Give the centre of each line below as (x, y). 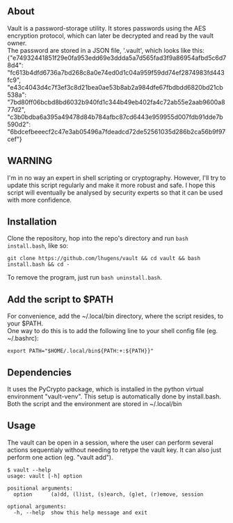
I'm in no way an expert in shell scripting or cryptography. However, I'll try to (116, 177)
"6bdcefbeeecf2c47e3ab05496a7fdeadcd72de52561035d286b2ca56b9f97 (116, 131)
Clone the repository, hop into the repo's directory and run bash (98, 239)
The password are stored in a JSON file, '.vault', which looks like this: (106, 50)
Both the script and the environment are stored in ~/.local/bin (95, 404)
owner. (17, 43)
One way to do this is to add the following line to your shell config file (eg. (112, 331)
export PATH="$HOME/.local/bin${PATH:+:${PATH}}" (81, 351)
